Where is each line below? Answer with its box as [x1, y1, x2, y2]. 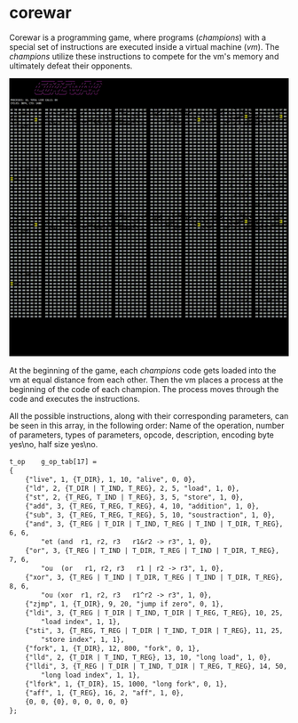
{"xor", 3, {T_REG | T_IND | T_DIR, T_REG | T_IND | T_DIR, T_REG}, [25, 573, 284, 582]
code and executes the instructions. [9, 393, 140, 404]
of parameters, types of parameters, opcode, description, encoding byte [9, 430, 275, 440]
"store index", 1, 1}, [41, 635, 125, 644]
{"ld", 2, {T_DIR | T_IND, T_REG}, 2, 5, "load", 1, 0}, [25, 484, 240, 493]
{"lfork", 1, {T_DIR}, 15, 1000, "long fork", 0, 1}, [25, 679, 228, 688]
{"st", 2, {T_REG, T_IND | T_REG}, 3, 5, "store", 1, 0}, [25, 493, 244, 502]
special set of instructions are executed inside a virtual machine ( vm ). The [9, 41, 279, 52]
